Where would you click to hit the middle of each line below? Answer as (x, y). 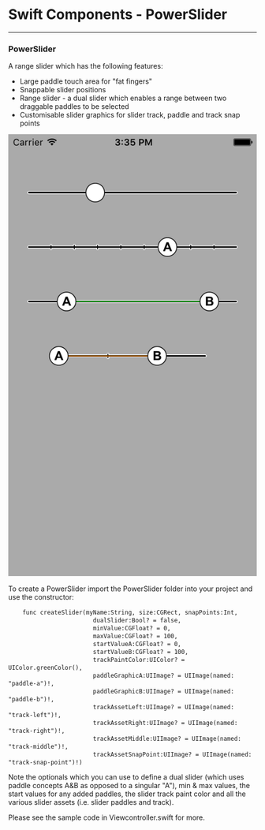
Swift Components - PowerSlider (118, 15)
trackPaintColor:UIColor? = (139, 660)
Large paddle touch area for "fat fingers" (86, 81)
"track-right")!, (37, 731)
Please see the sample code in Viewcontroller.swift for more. (106, 817)
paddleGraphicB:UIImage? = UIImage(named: (164, 692)
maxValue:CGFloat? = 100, (135, 637)
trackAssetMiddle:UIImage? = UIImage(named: (167, 739)
